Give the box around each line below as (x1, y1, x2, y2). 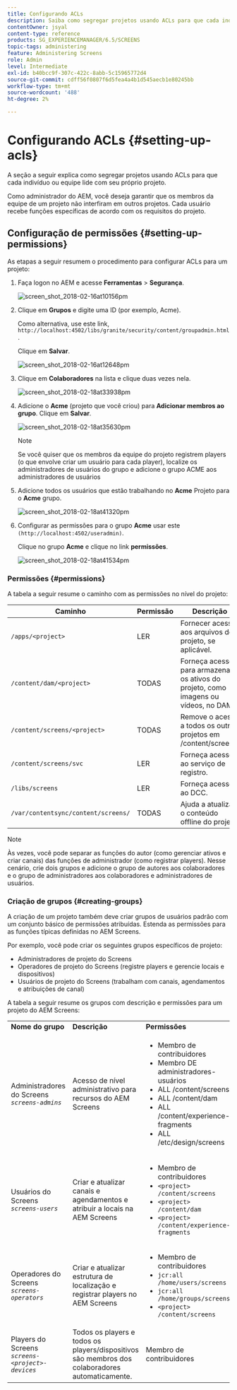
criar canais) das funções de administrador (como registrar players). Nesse (7, 856, 226, 865)
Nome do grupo (11, 1022, 65, 1032)
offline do (180, 817, 212, 827)
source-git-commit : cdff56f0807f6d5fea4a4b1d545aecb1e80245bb (7, 76, 194, 83)
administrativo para (72, 1085, 136, 1095)
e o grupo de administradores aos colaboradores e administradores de (7, 872, 213, 880)
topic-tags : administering (7, 43, 87, 50)
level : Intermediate (7, 63, 68, 70)
